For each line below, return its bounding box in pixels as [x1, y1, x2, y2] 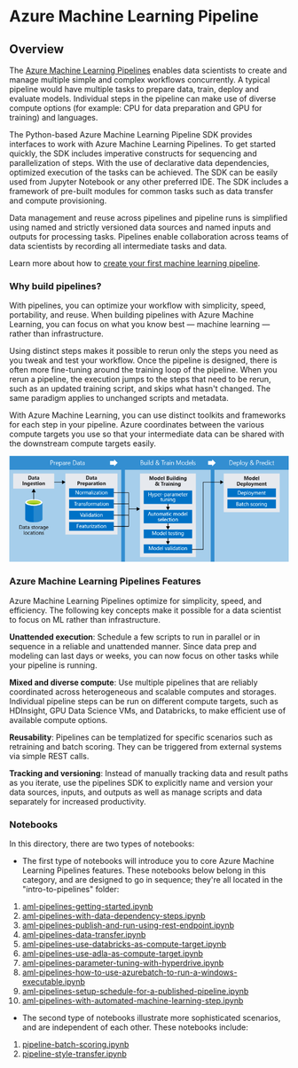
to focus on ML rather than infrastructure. [9, 614, 161, 624]
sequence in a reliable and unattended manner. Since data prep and [9, 640, 257, 651]
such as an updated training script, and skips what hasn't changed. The [9, 383, 271, 394]
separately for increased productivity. [9, 796, 146, 806]
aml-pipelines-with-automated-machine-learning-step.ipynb [21, 995, 244, 1006]
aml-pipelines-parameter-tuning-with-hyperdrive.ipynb [21, 958, 224, 969]
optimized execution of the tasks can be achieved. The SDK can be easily [9, 167, 278, 177]
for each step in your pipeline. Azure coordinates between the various [9, 420, 264, 430]
